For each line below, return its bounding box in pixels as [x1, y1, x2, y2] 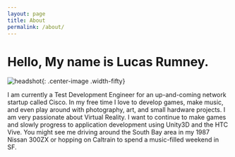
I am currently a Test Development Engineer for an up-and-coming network [7, 91, 227, 99]
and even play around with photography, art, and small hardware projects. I [7, 106, 226, 114]
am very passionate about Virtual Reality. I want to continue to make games [7, 113, 227, 122]
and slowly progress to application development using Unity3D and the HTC [7, 120, 228, 129]
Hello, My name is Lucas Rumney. [7, 54, 210, 70]
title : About [7, 17, 46, 24]
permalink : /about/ [7, 23, 65, 30]
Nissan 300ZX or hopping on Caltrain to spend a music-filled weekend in [7, 135, 219, 144]
